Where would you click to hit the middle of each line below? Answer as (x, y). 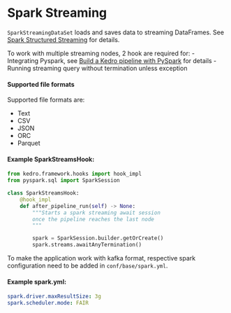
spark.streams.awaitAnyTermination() (87, 245)
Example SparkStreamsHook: (51, 159)
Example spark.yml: (37, 281)
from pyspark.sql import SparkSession (64, 181)
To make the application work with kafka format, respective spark (102, 258)
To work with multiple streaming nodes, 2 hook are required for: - (101, 53)
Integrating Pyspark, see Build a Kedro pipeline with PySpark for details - (112, 60)
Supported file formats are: (46, 100)
